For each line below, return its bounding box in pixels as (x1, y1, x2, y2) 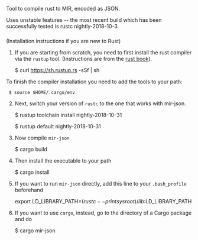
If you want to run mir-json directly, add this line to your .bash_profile (14, 180, 187, 187)
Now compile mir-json (14, 134, 70, 141)
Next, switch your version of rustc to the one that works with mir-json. (14, 100, 186, 107)
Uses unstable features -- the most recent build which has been (6, 17, 162, 23)
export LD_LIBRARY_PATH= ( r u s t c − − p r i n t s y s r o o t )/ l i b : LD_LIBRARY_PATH (14, 198, 192, 205)
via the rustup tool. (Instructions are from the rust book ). (14, 56, 152, 63)
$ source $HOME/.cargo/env (8, 90, 76, 96)
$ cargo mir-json (14, 227, 56, 234)
